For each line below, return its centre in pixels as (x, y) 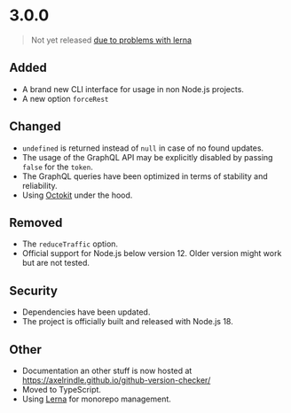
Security (33, 290)
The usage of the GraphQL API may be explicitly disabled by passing (147, 157)
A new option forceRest (65, 98)
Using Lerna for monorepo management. (96, 399)
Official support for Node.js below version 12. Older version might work (152, 253)
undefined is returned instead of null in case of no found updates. (143, 148)
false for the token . (57, 167)
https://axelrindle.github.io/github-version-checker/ (116, 380)
